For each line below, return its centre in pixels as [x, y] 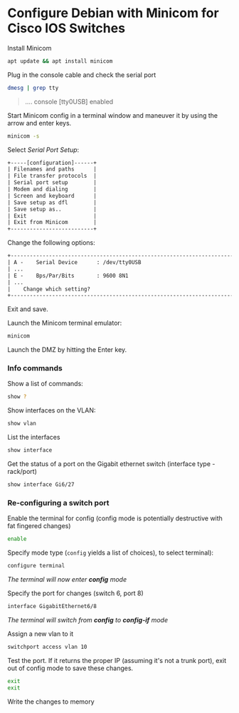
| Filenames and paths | [52, 169]
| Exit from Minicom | [52, 223]
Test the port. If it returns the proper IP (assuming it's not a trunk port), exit [117, 660]
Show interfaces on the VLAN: [52, 410]
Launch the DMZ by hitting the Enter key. [67, 350]
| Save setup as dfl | [52, 202]
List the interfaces [34, 438]
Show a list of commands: [45, 384]
